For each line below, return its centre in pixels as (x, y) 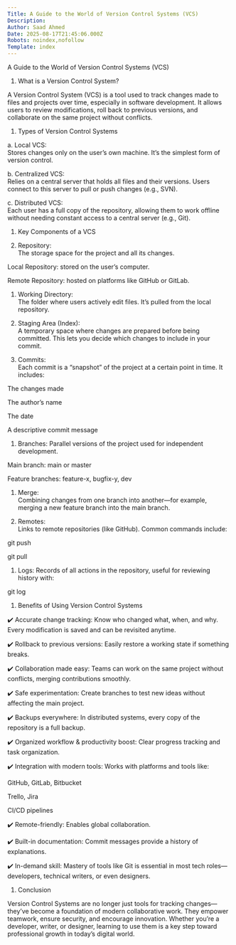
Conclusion (34, 890)
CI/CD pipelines (30, 810)
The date (21, 416)
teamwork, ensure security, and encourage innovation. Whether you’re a (113, 919)
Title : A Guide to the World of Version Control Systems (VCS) (103, 14)
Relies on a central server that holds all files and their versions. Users (109, 181)
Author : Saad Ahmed (36, 27)
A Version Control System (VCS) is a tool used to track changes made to (113, 95)
